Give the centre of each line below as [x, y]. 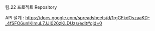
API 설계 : [15, 18]
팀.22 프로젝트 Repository [31, 7]
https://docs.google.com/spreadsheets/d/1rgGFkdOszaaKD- [87, 18]
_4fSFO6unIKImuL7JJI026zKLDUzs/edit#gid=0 [54, 23]
